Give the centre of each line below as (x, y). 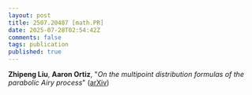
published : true (35, 52)
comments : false (35, 37)
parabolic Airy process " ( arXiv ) (59, 82)
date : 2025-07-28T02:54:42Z (55, 30)
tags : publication (38, 45)
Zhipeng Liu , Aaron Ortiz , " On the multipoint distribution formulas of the (126, 74)
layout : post (30, 15)
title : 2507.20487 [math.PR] (56, 23)
